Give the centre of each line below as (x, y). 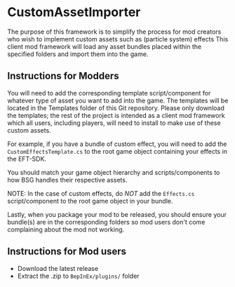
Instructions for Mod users (67, 252)
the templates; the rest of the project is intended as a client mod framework (116, 115)
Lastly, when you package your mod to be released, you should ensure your (117, 214)
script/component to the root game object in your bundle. (90, 201)
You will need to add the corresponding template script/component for (109, 93)
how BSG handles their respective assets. (67, 180)
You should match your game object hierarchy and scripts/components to (114, 172)
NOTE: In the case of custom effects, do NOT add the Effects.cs (101, 193)
